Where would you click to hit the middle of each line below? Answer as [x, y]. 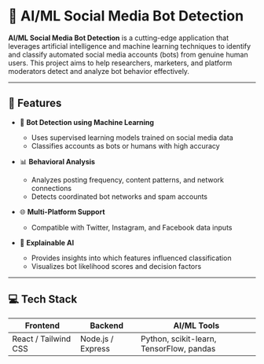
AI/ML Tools [196, 325]
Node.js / [97, 339]
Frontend [42, 325]
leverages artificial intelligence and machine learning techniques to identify [130, 46]
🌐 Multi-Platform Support [62, 211]
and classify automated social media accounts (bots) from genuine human [128, 54]
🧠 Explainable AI [47, 242]
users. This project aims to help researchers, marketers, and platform [120, 63]
